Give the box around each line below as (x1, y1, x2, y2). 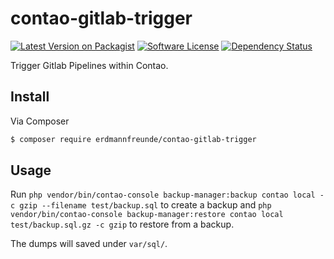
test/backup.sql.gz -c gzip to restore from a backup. (10, 218, 235, 231)
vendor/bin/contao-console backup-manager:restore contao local (10, 210, 284, 220)
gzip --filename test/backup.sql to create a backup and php (19, 199, 272, 211)
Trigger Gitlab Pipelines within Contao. (10, 59, 169, 71)
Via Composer (10, 115, 70, 127)
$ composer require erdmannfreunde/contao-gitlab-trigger (10, 134, 257, 144)
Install (10, 88, 50, 106)
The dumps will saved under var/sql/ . (10, 238, 168, 250)
